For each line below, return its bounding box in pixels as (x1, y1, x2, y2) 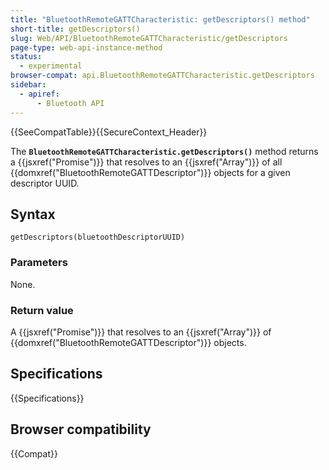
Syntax (10, 206, 56, 223)
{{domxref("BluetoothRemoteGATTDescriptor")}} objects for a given (10, 166, 291, 178)
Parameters (10, 256, 68, 270)
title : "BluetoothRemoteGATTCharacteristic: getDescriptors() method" (10, 14, 311, 25)
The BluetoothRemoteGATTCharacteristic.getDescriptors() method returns (10, 145, 319, 157)
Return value (10, 303, 74, 317)
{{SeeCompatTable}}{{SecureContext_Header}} (10, 126, 208, 138)
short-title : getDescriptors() (10, 24, 141, 34)
